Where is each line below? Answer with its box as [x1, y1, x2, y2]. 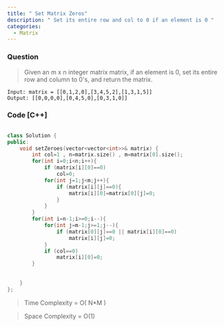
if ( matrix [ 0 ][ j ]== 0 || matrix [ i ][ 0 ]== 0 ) [56, 228, 177, 235]
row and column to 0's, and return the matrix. [23, 75, 153, 83]
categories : [7, 23, 41, 30]
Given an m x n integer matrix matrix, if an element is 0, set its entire [23, 68, 218, 76]
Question [7, 52, 39, 62]
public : [7, 139, 30, 146]
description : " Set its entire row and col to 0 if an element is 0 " [7, 17, 214, 23]
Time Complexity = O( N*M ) [23, 298, 107, 307]
